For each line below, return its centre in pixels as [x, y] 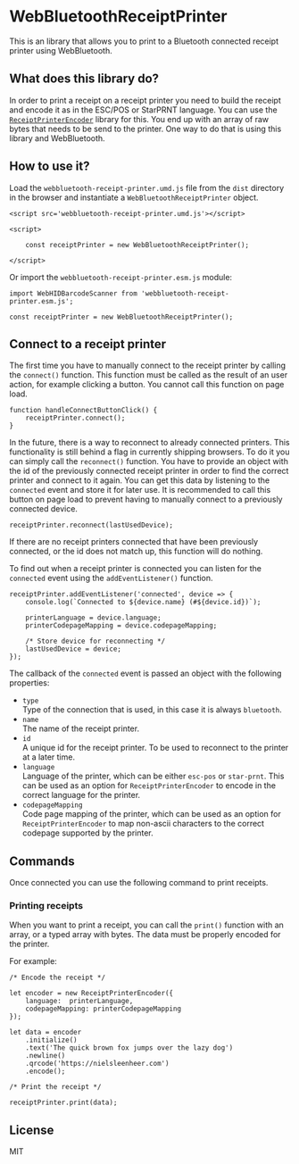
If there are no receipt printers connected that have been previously [134, 542]
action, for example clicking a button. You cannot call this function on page [147, 385]
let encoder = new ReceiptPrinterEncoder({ [91, 994]
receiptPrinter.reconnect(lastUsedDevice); [91, 525]
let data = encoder [46, 1033]
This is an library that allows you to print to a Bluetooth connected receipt [144, 41]
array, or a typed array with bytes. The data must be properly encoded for [145, 935]
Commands [42, 861]
